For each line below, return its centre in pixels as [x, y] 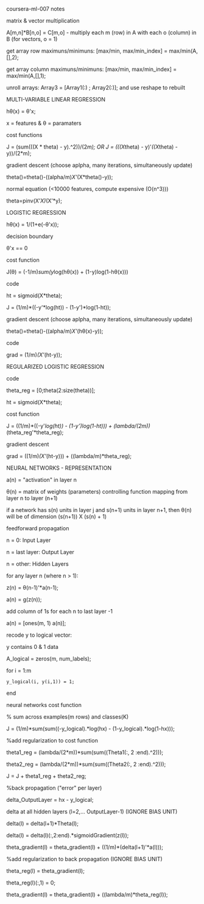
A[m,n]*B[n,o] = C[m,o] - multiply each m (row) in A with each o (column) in [101, 32]
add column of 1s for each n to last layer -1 [60, 611]
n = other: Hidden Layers [37, 564]
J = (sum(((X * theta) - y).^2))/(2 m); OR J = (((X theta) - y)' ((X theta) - [92, 147]
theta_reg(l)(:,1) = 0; [31, 883]
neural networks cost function [44, 705]
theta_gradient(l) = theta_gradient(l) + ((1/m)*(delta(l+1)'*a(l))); [85, 847]
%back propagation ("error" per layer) [54, 788]
